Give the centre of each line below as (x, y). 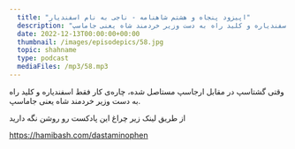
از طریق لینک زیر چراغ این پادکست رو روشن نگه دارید (98, 118)
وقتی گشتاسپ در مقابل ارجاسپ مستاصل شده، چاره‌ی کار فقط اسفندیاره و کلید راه (147, 91)
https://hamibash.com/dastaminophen (79, 135)
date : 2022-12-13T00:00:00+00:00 (79, 34)
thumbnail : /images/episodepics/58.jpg (91, 42)
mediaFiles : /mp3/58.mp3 (63, 67)
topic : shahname (47, 50)
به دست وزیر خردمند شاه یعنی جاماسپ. (75, 101)
